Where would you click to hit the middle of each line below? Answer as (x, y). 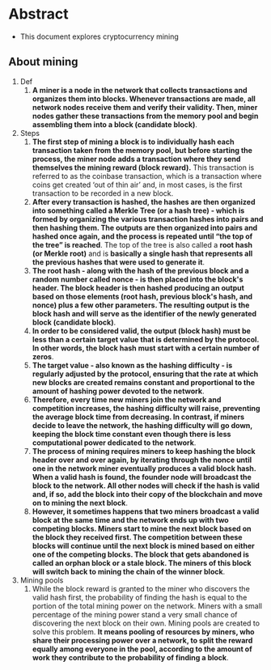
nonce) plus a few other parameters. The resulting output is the (141, 305)
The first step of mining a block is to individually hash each (133, 142)
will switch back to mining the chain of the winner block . (129, 571)
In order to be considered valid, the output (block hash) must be (141, 331)
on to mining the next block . (80, 502)
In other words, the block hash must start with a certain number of (146, 348)
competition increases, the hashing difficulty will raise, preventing (146, 408)
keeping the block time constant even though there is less (131, 434)
